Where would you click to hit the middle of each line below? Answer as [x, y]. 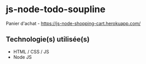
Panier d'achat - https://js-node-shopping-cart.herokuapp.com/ [73, 23]
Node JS [23, 57]
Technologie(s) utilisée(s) [48, 39]
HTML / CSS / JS [31, 51]
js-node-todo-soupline [56, 9]
